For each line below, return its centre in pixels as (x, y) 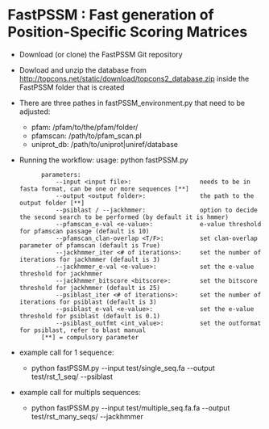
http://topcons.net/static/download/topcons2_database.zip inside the (134, 78)
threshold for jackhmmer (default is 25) (89, 288)
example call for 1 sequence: (66, 352)
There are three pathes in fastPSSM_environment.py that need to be (132, 103)
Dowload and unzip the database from (83, 69)
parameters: (61, 175)
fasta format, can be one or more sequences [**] (104, 189)
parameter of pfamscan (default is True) (89, 245)
